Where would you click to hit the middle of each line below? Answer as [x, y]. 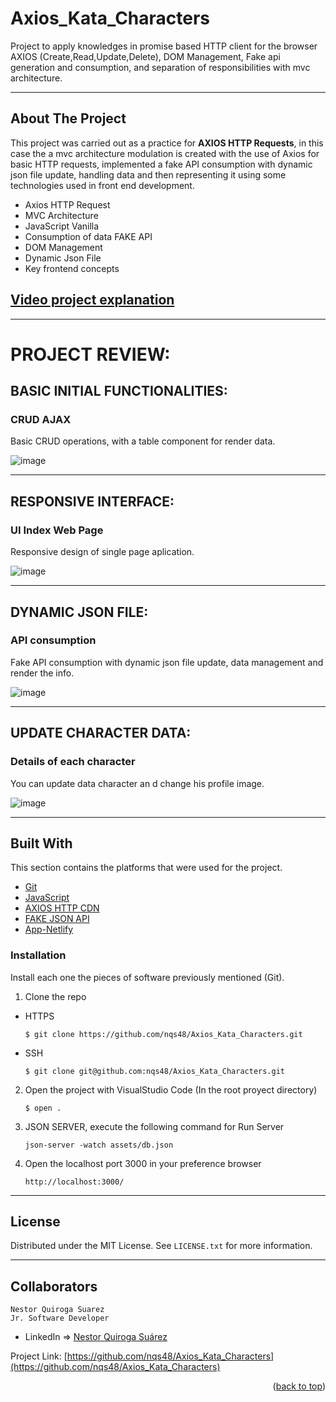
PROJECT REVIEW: [90, 354]
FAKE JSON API [57, 919]
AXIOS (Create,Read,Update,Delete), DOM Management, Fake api [145, 56]
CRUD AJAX [41, 420]
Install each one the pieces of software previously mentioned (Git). [147, 977]
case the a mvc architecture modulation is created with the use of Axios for [165, 153]
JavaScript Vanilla [62, 226]
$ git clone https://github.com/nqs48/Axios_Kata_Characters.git [163, 1034]
